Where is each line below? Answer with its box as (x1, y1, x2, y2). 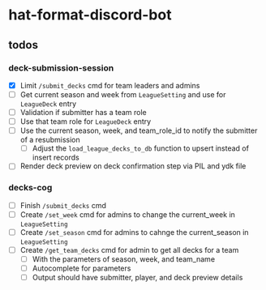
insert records (32, 152, 79, 163)
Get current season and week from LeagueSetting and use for (19, 89, 226, 99)
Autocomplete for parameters (32, 263, 131, 273)
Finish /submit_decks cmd (19, 200, 107, 210)
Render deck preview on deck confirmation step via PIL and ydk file (19, 161, 247, 171)
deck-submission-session (8, 62, 114, 74)
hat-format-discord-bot (8, 6, 172, 24)
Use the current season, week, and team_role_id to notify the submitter (19, 126, 258, 135)
